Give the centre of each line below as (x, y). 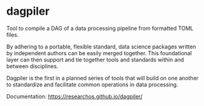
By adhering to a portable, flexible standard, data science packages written (101, 47)
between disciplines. (32, 66)
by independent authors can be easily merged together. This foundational (99, 53)
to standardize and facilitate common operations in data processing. (93, 85)
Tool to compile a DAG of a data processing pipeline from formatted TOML (100, 28)
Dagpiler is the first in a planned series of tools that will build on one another (103, 78)
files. (13, 34)
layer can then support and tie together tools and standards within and (95, 59)
